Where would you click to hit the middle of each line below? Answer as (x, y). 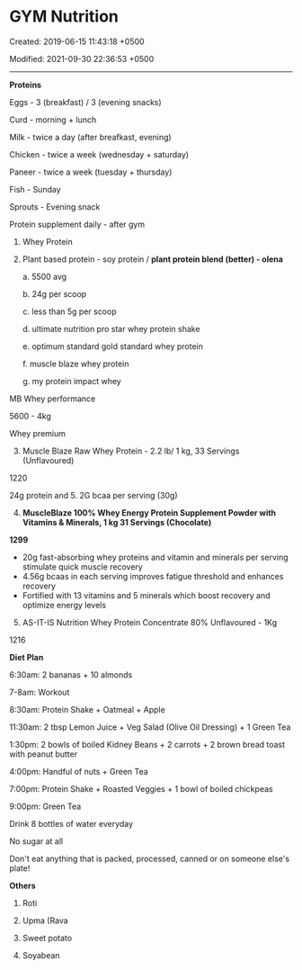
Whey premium (37, 433)
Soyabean (41, 955)
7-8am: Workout (40, 692)
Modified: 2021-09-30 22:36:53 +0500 (82, 58)
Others (22, 885)
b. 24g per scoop (54, 293)
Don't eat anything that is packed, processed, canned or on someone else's (150, 858)
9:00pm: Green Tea (45, 806)
